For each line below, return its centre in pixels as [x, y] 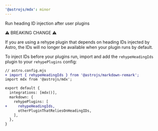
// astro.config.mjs [26, 71]
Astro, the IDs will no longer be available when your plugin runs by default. [79, 47]
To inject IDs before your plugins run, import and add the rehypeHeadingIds [79, 57]
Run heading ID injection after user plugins [47, 23]
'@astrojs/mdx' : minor [28, 9]
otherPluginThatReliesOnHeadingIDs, [55, 111]
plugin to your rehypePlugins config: [41, 61]
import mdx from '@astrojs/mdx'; [39, 80]
